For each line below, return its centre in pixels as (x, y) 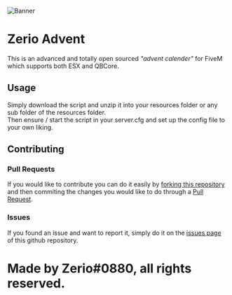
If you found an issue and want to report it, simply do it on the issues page (115, 233)
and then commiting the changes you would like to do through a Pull (105, 192)
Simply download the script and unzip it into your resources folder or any (112, 104)
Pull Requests (31, 170)
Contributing (36, 150)
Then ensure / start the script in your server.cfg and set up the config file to (116, 120)
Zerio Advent (46, 39)
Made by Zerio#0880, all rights (100, 268)
